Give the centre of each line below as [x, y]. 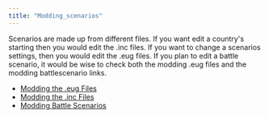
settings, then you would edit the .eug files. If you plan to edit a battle [124, 55]
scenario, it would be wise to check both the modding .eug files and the [128, 64]
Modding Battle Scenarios [63, 105]
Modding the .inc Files [57, 96]
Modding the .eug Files [58, 88]
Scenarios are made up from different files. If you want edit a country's [126, 39]
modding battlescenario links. [58, 72]
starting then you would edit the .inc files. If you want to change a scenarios [134, 47]
